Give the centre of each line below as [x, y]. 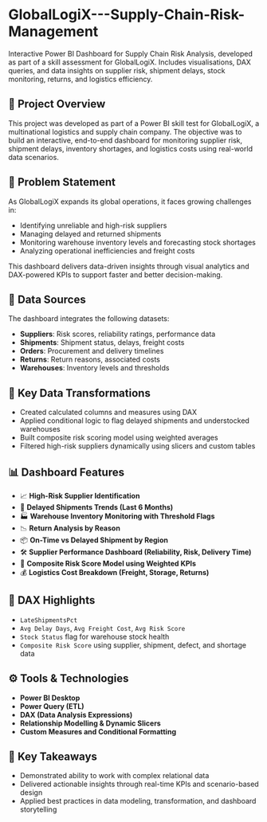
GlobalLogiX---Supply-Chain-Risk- [127, 15]
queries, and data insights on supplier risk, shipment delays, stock [117, 70]
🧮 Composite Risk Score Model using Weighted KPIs [108, 564]
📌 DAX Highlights [52, 600]
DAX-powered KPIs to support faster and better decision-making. [116, 274]
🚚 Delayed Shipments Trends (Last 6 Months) [96, 507]
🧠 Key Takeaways [53, 757]
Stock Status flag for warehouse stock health [94, 636]
